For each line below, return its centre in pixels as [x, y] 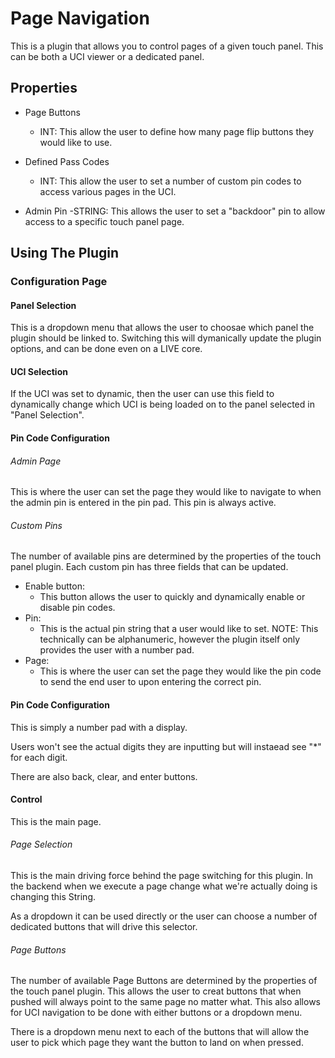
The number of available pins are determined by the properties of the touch [166, 556]
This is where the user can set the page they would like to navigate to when [166, 492]
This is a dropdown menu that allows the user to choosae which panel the [162, 328]
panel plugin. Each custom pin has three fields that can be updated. [149, 567]
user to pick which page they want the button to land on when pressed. [157, 1043]
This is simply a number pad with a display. [99, 727]
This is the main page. [56, 821]
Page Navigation [80, 18]
